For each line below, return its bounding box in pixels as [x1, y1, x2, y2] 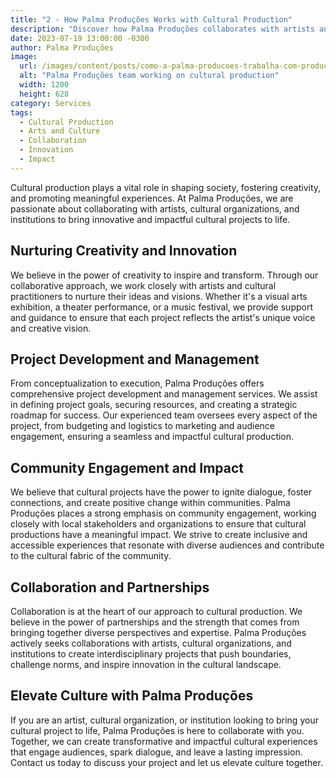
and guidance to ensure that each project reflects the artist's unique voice [10, 311, 316, 323]
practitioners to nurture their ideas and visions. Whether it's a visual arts [10, 290, 308, 302]
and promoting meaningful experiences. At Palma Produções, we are [10, 192, 294, 204]
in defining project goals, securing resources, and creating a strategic [10, 399, 298, 411]
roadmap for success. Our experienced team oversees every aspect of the [10, 409, 318, 421]
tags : [10, 107, 33, 118]
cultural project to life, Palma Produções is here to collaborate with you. [10, 724, 305, 736]
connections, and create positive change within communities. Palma [10, 497, 291, 509]
